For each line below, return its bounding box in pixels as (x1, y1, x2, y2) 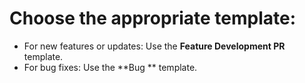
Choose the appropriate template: (9, 7, 297, 30)
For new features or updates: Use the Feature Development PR (23, 40, 286, 52)
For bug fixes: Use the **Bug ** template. (23, 61, 198, 73)
